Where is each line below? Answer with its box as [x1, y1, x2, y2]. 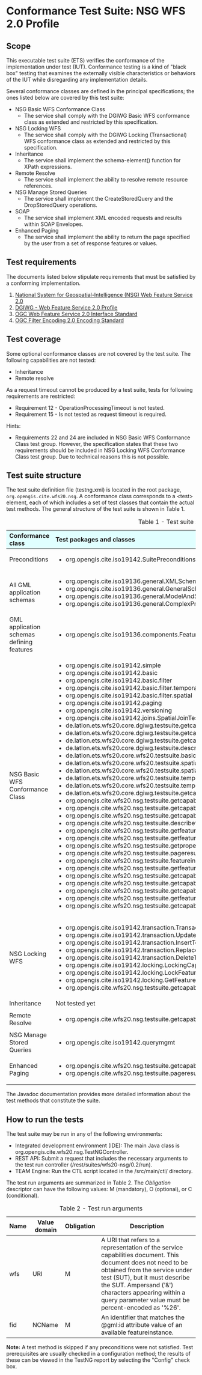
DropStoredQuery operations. [23, 201, 98, 209]
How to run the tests [6, 1114, 84, 1124]
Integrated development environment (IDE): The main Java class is [14, 1142, 180, 1149]
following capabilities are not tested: [6, 356, 96, 364]
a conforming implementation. [6, 279, 81, 287]
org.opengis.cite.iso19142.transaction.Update [66, 931, 197, 939]
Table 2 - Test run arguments [59, 1204, 143, 1213]
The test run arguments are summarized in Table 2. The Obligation [6, 1179, 171, 1186]
